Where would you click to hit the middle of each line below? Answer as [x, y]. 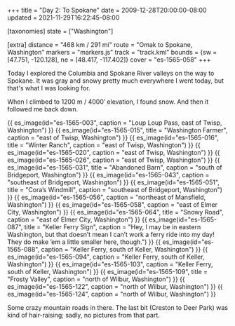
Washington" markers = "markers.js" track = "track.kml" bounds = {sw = [112, 52]
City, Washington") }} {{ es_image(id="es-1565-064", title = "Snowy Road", [116, 212]
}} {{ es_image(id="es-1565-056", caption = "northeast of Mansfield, [107, 197]
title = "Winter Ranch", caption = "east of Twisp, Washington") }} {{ [104, 145]
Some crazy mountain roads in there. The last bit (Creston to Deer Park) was [118, 307]
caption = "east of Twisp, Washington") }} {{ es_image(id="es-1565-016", [113, 137]
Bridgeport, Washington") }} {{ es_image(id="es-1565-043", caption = [108, 175]
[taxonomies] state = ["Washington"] [60, 31]
